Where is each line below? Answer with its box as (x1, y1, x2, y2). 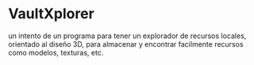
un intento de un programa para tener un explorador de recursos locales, (8, 31, 247, 40)
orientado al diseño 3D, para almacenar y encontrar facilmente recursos (8, 39, 244, 48)
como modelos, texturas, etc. (8, 48, 104, 57)
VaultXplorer (8, 5, 95, 23)
